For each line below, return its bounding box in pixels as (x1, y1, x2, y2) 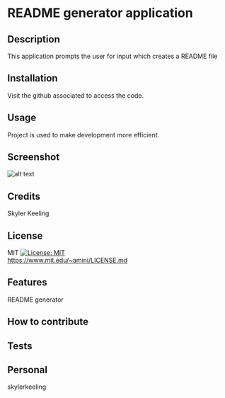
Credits (7, 190, 41, 203)
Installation (7, 72, 58, 84)
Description (7, 33, 60, 45)
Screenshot (7, 151, 60, 164)
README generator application (7, 5, 193, 21)
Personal (7, 364, 48, 376)
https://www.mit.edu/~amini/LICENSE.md (7, 256, 128, 265)
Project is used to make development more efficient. (7, 130, 160, 139)
